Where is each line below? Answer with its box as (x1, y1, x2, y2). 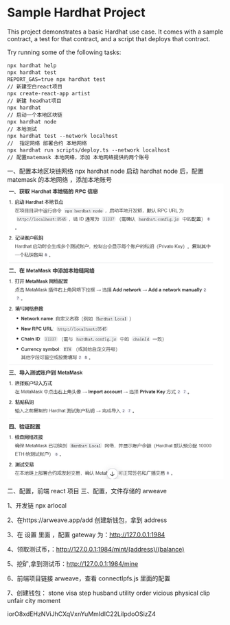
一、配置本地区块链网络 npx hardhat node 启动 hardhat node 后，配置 (7, 167, 204, 175)
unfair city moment (7, 596, 60, 604)
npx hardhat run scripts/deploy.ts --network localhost (7, 146, 170, 154)
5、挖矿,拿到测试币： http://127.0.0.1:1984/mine (7, 559, 139, 567)
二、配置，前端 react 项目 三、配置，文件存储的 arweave (7, 486, 167, 495)
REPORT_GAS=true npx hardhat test (7, 75, 106, 83)
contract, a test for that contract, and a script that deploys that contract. (7, 34, 211, 43)
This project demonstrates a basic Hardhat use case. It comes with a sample (7, 27, 224, 36)
